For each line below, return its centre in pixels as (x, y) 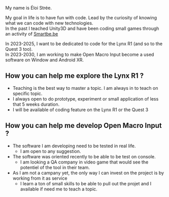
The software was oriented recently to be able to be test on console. (84, 156)
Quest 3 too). (19, 49)
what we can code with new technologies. (49, 23)
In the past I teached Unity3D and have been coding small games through (82, 28)
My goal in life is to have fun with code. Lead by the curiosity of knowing (81, 18)
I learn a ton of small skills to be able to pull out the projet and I (86, 183)
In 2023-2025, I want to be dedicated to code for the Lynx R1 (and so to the (84, 44)
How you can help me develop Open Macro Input (84, 126)
